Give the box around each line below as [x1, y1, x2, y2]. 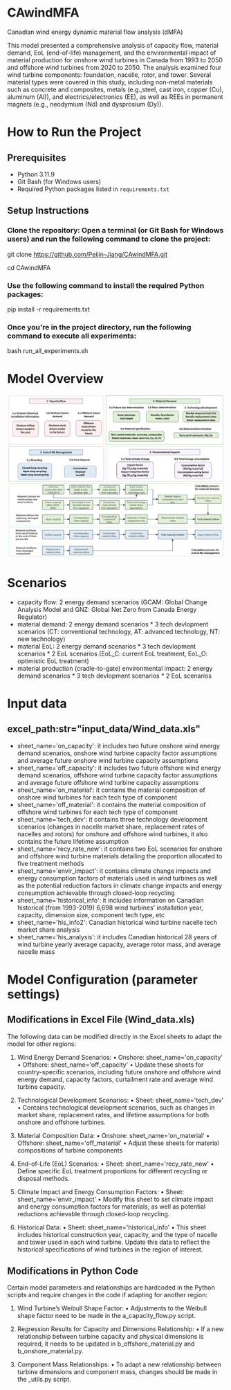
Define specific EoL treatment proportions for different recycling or [17, 1166, 208, 1175]
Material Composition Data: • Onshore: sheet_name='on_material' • [17, 1131, 210, 1139]
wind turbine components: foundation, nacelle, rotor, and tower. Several [7, 71, 212, 79]
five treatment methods [17, 859, 84, 867]
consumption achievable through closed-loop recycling [17, 888, 175, 897]
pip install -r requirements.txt [7, 305, 90, 313]
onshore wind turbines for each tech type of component [17, 793, 178, 801]
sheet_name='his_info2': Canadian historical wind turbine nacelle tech [17, 918, 218, 926]
